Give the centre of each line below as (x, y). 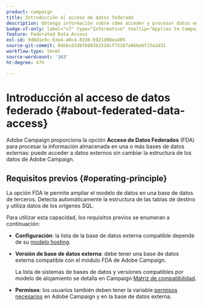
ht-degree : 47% (25, 62)
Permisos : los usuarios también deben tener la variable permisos (96, 290)
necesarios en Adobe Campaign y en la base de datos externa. (93, 296)
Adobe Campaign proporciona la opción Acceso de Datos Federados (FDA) (101, 140)
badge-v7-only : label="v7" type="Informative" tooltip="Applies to (93, 29)
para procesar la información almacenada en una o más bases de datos (95, 146)
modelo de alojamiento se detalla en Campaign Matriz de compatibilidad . (106, 278)
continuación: (23, 224)
